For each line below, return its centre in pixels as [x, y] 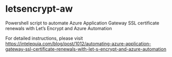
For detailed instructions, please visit [44, 38]
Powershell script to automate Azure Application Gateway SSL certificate [82, 23]
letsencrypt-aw [39, 9]
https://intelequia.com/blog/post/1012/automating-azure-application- [78, 43]
